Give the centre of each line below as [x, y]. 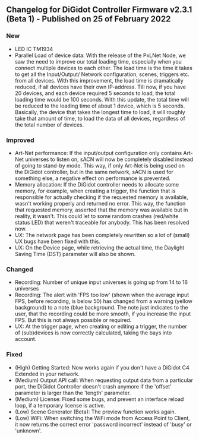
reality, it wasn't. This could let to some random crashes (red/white [97, 216]
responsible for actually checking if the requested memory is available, [101, 197]
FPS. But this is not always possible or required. [73, 320]
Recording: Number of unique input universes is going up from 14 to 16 [101, 282]
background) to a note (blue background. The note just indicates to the [101, 308]
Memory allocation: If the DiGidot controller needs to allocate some [97, 184]
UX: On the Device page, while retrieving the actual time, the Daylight [99, 247]
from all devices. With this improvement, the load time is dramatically [99, 80]
